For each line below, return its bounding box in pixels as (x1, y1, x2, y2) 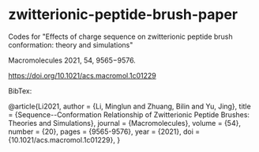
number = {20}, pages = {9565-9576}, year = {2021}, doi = (8, 127, 201, 136)
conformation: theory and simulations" (8, 40, 133, 49)
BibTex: (8, 85, 32, 96)
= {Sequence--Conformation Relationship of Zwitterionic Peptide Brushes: (8, 109, 250, 120)
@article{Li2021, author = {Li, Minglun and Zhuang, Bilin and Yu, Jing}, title (8, 101, 251, 111)
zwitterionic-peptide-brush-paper (8, 6, 238, 24)
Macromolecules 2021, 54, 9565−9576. (8, 55, 136, 65)
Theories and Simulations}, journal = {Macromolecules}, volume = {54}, (8, 118, 241, 127)
